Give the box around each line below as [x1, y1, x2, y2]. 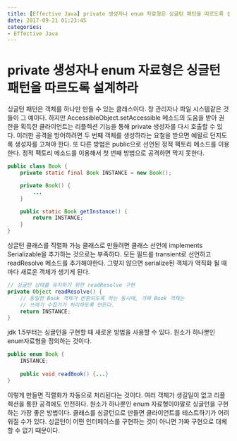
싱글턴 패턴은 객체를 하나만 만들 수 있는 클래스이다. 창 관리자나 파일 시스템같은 [7, 105, 222, 113]
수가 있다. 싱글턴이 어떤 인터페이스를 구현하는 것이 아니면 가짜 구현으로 [20, 417, 214, 426]
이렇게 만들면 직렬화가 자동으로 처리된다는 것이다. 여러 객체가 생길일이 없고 [7, 390, 213, 399]
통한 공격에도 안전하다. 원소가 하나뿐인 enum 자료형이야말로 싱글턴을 [25, 399, 216, 408]
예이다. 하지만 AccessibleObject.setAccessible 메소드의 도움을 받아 [28, 113, 217, 122]
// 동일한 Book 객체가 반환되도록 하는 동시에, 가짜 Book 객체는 [20, 294, 185, 302]
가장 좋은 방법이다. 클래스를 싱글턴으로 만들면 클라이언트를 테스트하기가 [20, 408, 217, 416]
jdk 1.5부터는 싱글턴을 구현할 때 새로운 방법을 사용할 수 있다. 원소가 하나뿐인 [7, 328, 216, 337]
